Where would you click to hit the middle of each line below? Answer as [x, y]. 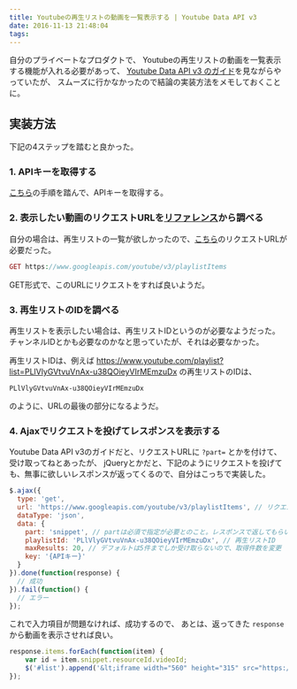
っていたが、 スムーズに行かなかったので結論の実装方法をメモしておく [137, 82]
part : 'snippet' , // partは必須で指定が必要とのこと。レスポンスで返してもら [155, 532]
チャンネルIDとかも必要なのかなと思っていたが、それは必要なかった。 [137, 341]
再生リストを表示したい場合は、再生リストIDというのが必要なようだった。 [145, 330]
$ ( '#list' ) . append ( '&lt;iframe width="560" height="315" [132, 669]
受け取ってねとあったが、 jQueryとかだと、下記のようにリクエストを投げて [146, 463]
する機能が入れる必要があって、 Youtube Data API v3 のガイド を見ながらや [145, 71]
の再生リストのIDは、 [218, 371]
